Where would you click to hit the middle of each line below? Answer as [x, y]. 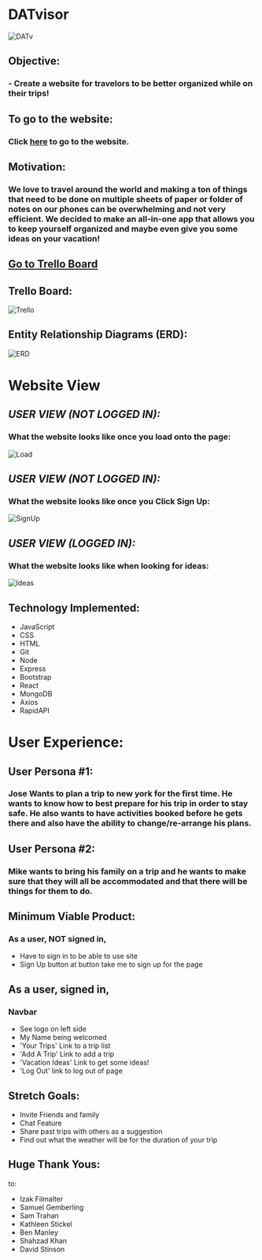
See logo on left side [53, 1029]
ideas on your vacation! [54, 238]
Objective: [34, 61]
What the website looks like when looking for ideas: [109, 565]
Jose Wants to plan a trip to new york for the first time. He [121, 794]
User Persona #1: [51, 772]
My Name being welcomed [63, 1038]
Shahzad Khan [43, 1240]
